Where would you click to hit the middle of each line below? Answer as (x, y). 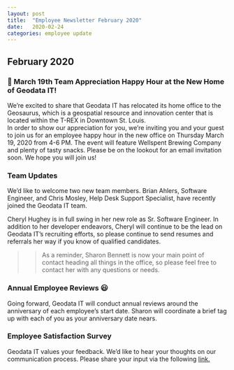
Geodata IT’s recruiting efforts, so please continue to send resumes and (110, 234)
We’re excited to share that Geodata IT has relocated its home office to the (114, 105)
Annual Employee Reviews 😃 (58, 288)
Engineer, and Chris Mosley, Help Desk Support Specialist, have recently (112, 198)
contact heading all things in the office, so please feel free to (129, 262)
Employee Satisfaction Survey (59, 336)
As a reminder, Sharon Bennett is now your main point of (123, 255)
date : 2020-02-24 (36, 27)
